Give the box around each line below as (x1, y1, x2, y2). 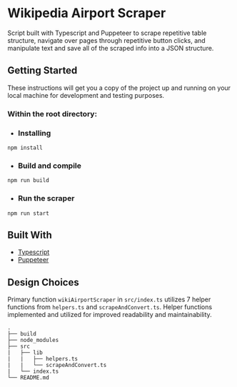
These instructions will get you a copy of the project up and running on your (7, 84, 231, 92)
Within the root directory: (7, 109, 98, 119)
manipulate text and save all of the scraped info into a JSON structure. (7, 44, 214, 52)
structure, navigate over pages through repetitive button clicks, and (7, 36, 206, 44)
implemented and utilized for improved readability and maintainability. (7, 311, 212, 319)
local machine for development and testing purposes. (7, 91, 165, 99)
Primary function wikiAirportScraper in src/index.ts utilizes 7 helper (7, 295, 211, 304)
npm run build (7, 177, 50, 184)
